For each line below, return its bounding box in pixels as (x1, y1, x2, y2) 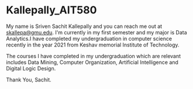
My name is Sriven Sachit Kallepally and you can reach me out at (6, 23, 163, 30)
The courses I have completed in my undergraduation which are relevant (6, 52, 181, 59)
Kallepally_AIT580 (6, 3, 97, 17)
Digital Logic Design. (6, 65, 56, 72)
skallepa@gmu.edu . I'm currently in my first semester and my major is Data (6, 29, 187, 35)
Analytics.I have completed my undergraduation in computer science (6, 35, 173, 42)
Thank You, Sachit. (6, 76, 51, 83)
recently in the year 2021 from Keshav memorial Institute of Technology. (6, 41, 180, 48)
